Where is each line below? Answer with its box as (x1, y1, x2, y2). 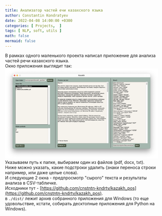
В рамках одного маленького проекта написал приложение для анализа (5, 53, 156, 58)
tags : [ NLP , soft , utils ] (5, 28, 62, 34)
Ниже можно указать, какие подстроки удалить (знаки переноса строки (5, 164, 156, 170)
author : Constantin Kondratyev (5, 13, 68, 18)
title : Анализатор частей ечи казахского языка (5, 8, 103, 13)
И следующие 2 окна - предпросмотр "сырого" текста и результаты (5, 175, 147, 180)
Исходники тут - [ (5, 185, 42, 191)
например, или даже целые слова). (5, 169, 79, 175)
